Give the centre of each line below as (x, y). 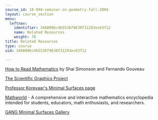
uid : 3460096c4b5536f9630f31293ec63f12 (46, 50)
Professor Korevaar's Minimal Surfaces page (50, 88)
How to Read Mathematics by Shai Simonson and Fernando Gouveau (75, 69)
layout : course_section (29, 14)
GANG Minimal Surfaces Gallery (37, 112)
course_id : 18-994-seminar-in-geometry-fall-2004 (57, 10)
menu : (11, 19)
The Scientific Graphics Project (37, 78)
